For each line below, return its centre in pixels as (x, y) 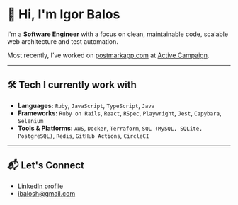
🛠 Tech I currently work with (72, 85)
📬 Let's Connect (46, 165)
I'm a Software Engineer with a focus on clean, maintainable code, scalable (118, 34)
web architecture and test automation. (63, 41)
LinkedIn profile (40, 186)
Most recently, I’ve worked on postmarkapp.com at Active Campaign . (108, 55)
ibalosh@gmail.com (46, 193)
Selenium (30, 121)
